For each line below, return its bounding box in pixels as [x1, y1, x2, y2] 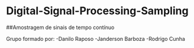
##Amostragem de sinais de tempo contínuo [6, 24, 115, 31]
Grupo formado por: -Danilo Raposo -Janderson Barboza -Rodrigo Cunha [6, 35, 185, 42]
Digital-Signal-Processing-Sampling [6, 4, 189, 18]
